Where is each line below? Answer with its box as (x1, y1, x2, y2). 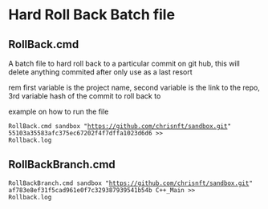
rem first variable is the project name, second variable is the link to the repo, (8, 82, 261, 92)
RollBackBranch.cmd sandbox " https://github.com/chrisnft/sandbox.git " (8, 179, 253, 187)
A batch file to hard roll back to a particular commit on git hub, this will (8, 58, 241, 68)
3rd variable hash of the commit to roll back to (8, 91, 161, 101)
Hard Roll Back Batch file (8, 6, 175, 24)
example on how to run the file (8, 107, 109, 116)
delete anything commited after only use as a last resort (8, 67, 193, 77)
